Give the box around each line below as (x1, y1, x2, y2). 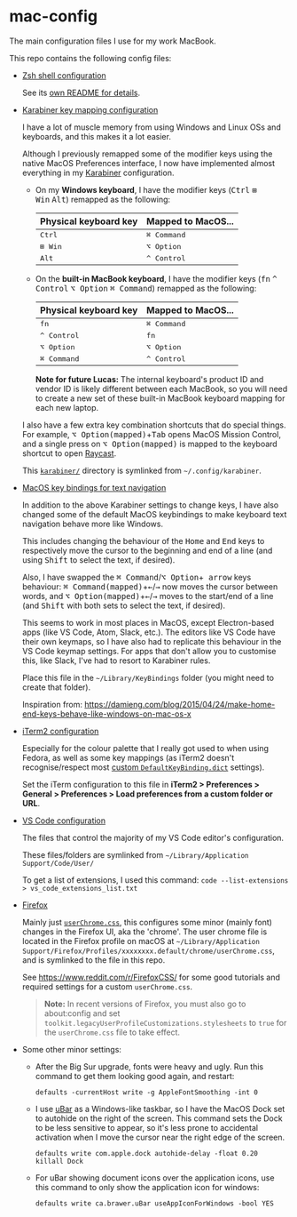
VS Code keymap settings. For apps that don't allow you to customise (21, 645, 277, 656)
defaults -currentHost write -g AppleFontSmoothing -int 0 (35, 1087, 259, 1097)
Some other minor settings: (21, 1044, 122, 1054)
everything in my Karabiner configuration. (21, 167, 175, 178)
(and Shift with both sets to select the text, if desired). (21, 600, 226, 611)
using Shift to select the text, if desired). (21, 554, 176, 565)
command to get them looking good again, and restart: (35, 1070, 235, 1081)
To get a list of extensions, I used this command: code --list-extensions (21, 874, 289, 885)
